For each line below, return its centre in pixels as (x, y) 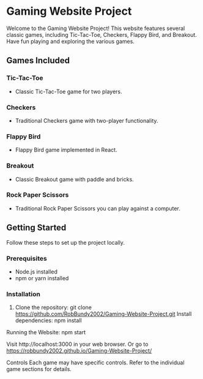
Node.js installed (36, 272)
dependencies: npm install (48, 321)
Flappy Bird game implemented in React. (66, 150)
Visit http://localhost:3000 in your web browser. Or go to (77, 344)
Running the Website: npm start (46, 332)
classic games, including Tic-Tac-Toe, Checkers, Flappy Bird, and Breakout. (102, 34)
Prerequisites (27, 258)
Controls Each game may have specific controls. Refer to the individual (95, 362)
